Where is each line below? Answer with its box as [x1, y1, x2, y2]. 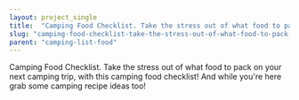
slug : [9, 29, 29, 38]
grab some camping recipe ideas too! [9, 81, 147, 91]
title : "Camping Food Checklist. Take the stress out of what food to [9, 21, 280, 30]
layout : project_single [9, 12, 98, 22]
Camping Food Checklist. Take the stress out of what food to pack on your [9, 62, 282, 73]
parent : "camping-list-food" [9, 37, 117, 47]
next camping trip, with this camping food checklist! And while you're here [9, 72, 282, 82]
